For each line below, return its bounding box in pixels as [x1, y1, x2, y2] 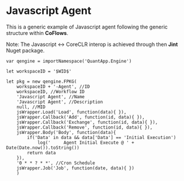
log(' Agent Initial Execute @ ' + [37, 140, 134, 145]
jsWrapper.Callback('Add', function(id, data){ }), [16, 114, 145, 120]
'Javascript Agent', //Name [16, 94, 85, 100]
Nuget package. [6, 47, 45, 54]
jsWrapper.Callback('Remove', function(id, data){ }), [16, 124, 153, 130]
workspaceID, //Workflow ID [16, 88, 85, 94]
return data [27, 150, 57, 155]
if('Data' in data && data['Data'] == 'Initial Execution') [27, 134, 176, 140]
